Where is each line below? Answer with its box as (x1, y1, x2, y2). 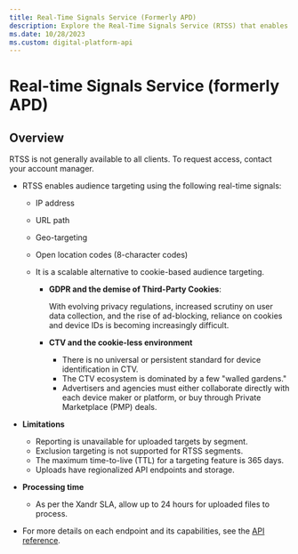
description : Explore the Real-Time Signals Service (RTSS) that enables (9, 21, 289, 30)
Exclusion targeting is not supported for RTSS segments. (35, 446, 244, 456)
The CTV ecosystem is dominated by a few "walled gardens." (61, 373, 287, 384)
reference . (21, 535, 60, 546)
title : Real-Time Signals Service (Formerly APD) (9, 12, 197, 22)
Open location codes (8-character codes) (35, 250, 189, 261)
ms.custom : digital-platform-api (9, 37, 133, 47)
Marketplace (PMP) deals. (61, 402, 157, 413)
